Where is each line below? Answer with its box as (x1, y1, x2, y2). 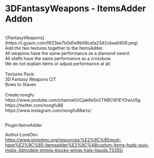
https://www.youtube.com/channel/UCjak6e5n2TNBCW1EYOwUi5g (5, 97, 141, 103)
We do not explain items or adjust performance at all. (5, 61, 111, 67)
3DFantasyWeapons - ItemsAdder (5, 3, 146, 14)
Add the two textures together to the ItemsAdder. (5, 45, 104, 51)
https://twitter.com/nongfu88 (5, 102, 63, 108)
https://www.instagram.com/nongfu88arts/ (5, 107, 92, 113)
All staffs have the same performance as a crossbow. (5, 55, 112, 61)
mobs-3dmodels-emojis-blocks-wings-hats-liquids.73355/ (5, 147, 123, 153)
